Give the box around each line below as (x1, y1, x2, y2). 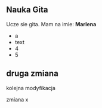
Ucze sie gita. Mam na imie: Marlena (6, 20, 97, 27)
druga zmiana (6, 69, 58, 79)
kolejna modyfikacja (6, 84, 55, 91)
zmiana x (6, 95, 29, 103)
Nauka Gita (6, 5, 49, 15)
